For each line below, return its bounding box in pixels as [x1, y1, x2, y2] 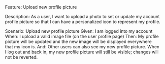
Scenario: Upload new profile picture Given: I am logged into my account [5, 28, 153, 34]
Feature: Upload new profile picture [5, 4, 77, 10]
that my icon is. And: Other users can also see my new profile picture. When [5, 44, 160, 49]
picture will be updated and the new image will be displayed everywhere [5, 39, 152, 44]
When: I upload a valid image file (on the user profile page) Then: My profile [5, 34, 159, 39]
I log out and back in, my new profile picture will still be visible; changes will [5, 49, 159, 55]
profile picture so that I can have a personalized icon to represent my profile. [5, 19, 161, 24]
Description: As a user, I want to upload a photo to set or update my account [5, 14, 160, 19]
